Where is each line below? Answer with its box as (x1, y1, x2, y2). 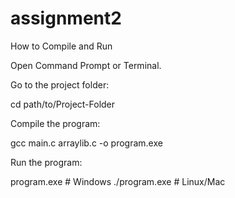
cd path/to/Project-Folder (10, 98, 116, 110)
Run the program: (10, 156, 83, 168)
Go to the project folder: (10, 78, 110, 91)
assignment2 (10, 7, 122, 30)
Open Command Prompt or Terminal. (10, 59, 162, 71)
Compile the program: (10, 117, 101, 129)
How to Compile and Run (10, 40, 113, 52)
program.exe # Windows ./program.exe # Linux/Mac (10, 175, 226, 187)
